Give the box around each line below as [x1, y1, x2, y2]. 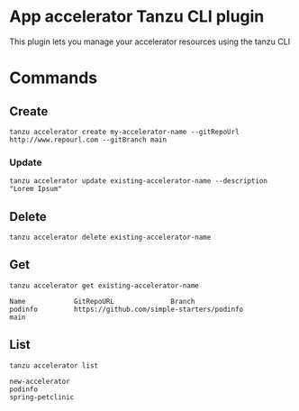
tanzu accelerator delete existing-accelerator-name [9, 233, 212, 242]
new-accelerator [9, 377, 70, 386]
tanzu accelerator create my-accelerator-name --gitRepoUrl [9, 127, 240, 136]
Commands [9, 68, 98, 88]
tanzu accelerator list [9, 361, 99, 370]
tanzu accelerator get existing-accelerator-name [9, 281, 200, 290]
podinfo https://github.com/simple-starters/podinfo [9, 305, 244, 314]
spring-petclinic [9, 392, 75, 402]
